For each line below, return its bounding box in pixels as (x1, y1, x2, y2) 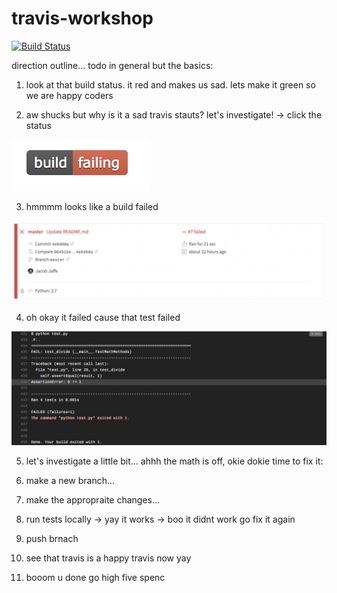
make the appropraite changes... (25, 494, 161, 506)
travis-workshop (11, 7, 154, 30)
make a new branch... (25, 475, 116, 486)
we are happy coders (25, 89, 114, 101)
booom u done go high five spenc (25, 572, 166, 583)
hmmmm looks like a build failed (25, 200, 159, 212)
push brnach (25, 533, 79, 544)
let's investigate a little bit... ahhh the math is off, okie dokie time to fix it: (25, 455, 324, 467)
